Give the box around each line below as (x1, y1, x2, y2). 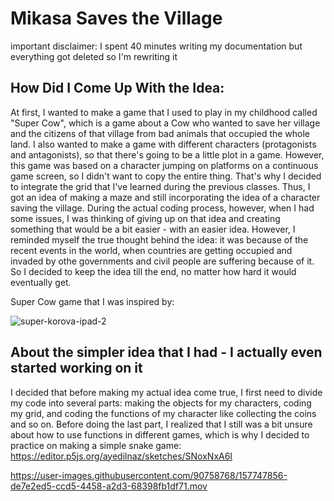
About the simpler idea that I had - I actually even (10, 344, 323, 361)
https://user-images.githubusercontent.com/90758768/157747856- (10, 469, 288, 481)
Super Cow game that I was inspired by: (10, 295, 175, 307)
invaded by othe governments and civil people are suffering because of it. (10, 255, 315, 267)
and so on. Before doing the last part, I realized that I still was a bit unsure (10, 418, 313, 430)
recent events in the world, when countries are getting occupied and (10, 244, 293, 256)
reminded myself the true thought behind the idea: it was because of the (10, 233, 309, 246)
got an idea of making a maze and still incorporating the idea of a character (10, 191, 321, 203)
